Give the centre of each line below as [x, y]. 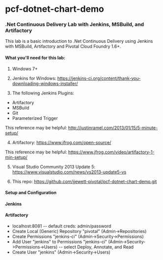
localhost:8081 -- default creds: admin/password [62, 226]
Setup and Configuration [31, 193]
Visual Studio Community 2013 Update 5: [54, 167]
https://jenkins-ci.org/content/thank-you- [99, 78]
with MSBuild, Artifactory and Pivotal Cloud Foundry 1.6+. [63, 46]
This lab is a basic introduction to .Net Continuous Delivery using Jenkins [79, 41]
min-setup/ [16, 157]
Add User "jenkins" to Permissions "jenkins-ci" [59, 242]
